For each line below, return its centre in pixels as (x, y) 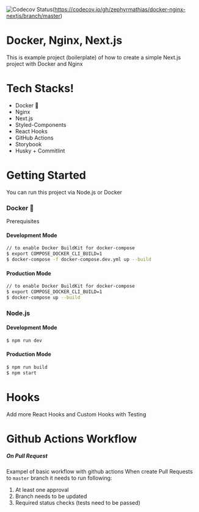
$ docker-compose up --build (43, 297)
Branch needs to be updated (51, 496)
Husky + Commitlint (40, 151)
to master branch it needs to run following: (59, 478)
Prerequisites (23, 221)
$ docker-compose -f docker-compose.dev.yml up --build (79, 260)
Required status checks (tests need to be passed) (78, 502)
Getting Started (46, 175)
